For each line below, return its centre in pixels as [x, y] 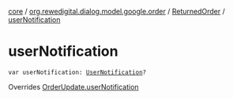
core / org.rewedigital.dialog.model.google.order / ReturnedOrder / [116, 11]
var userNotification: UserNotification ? [77, 72]
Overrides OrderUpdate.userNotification [74, 86]
